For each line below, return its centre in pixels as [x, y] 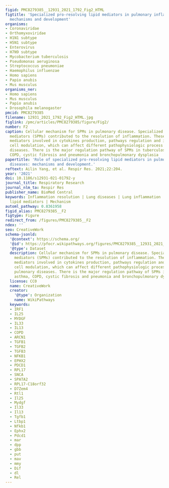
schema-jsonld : [21, 234]
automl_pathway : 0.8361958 [33, 206]
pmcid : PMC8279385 [24, 113]
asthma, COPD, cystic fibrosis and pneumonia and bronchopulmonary [86, 276]
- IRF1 [17, 309]
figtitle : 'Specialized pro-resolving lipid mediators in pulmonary [78, 15]
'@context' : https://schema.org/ [45, 239]
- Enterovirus [20, 47]
